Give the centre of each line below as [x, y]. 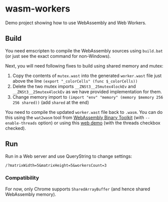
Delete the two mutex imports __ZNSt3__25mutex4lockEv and [74, 86]
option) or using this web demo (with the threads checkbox [99, 123]
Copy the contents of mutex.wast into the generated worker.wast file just [87, 76]
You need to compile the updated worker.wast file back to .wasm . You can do [84, 112]
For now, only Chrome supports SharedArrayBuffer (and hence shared [78, 189]
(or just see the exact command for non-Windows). [58, 56]
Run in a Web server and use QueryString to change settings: [69, 156]
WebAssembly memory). [31, 194]
